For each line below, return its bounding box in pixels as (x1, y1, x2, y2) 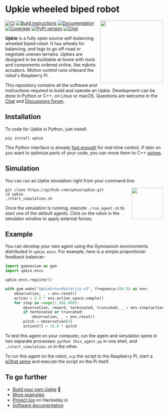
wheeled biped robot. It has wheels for (5, 40, 85, 46)
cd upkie (5, 191, 23, 196)
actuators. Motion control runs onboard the (5, 67, 94, 73)
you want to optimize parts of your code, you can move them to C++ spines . (5, 149, 162, 156)
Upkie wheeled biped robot (5, 4, 120, 15)
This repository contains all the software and (5, 82, 97, 88)
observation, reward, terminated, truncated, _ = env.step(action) (23, 305, 166, 310)
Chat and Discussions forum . (5, 98, 65, 104)
